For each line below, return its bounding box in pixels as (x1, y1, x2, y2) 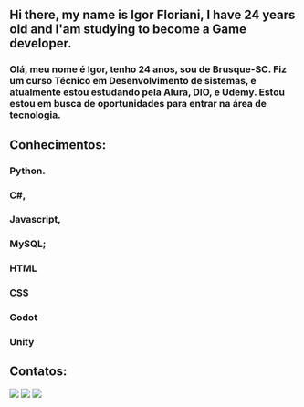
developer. (9, 36, 72, 51)
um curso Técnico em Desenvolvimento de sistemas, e (9, 75, 257, 88)
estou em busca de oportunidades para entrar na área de (9, 98, 267, 110)
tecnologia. (9, 109, 61, 121)
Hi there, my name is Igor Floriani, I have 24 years (9, 7, 296, 23)
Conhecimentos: (9, 137, 107, 152)
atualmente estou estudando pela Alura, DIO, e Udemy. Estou (9, 86, 286, 99)
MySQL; (9, 237, 47, 250)
